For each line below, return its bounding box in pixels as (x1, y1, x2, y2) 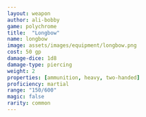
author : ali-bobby (7, 17, 60, 23)
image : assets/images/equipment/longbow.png (7, 42, 137, 49)
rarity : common (7, 100, 51, 107)
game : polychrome (7, 23, 57, 30)
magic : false (7, 94, 45, 100)
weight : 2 (7, 67, 36, 74)
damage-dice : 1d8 (7, 55, 57, 62)
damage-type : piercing (7, 61, 72, 68)
